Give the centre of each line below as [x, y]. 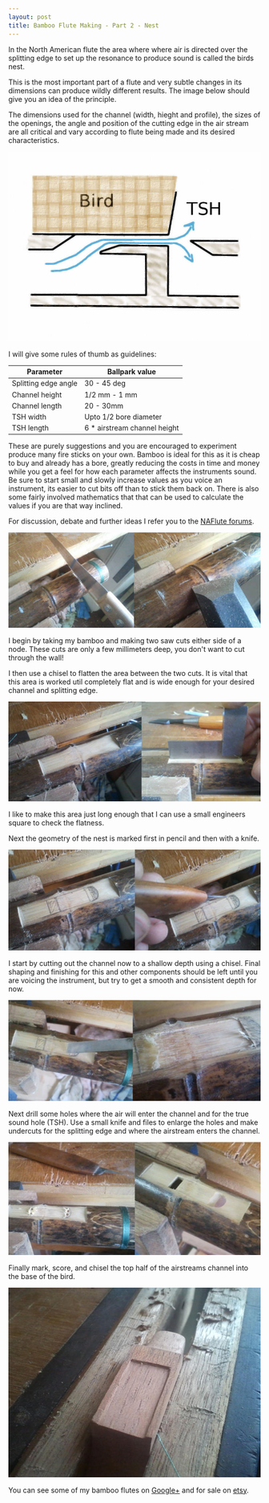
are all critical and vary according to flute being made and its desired [122, 132]
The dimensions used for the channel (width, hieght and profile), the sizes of [134, 114]
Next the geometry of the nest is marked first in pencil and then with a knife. [134, 838]
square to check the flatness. [56, 823]
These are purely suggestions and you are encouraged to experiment [123, 446]
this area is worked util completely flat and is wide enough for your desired [131, 682]
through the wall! [36, 658]
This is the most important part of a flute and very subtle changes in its [125, 82]
